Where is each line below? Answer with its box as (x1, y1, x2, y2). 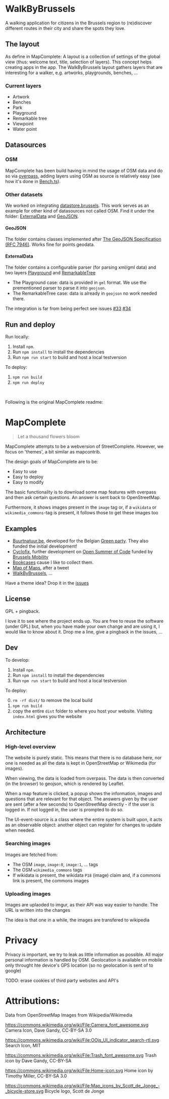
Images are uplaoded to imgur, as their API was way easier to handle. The (5, 901, 158, 908)
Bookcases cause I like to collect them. (12, 559, 94, 565)
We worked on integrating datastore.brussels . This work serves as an (5, 202, 150, 208)
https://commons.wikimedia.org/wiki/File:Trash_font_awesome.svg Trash (5, 1052, 157, 1058)
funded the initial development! (12, 543, 77, 549)
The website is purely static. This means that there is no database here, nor (5, 755, 162, 761)
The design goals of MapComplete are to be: (5, 458, 98, 465)
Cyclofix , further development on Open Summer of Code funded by (12, 549, 153, 554)
